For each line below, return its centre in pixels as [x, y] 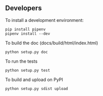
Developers [23, 8]
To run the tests [21, 61]
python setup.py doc [27, 52]
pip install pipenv [25, 29]
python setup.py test [28, 70]
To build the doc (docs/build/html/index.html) [52, 43]
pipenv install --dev [28, 34]
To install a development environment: [44, 20]
